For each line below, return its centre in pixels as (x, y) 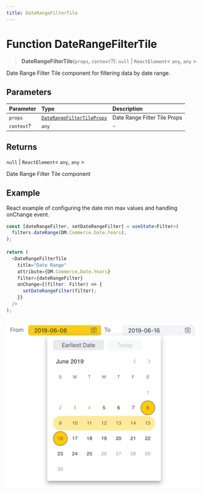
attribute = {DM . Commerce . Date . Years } (64, 272)
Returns (22, 147)
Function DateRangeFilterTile (82, 44)
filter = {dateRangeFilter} (50, 278)
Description (127, 109)
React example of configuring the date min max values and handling (92, 208)
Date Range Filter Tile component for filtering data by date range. (88, 73)
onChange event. (28, 214)
